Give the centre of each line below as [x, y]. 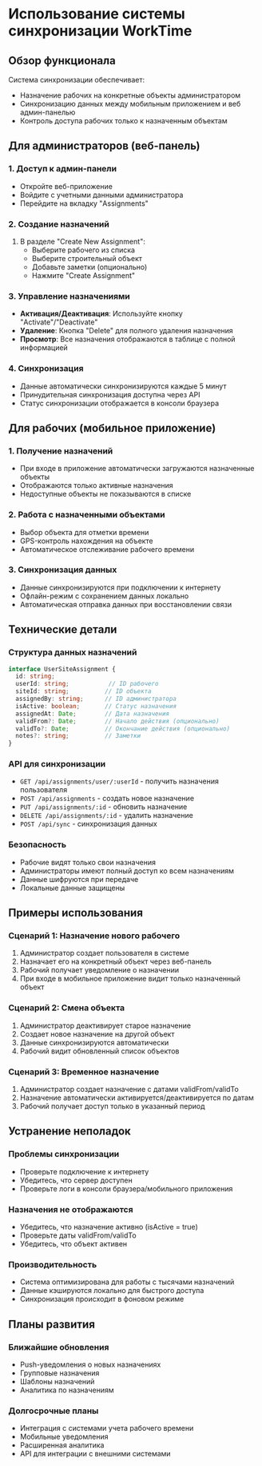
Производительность [53, 1264]
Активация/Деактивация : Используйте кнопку [101, 314]
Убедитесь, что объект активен [73, 1244]
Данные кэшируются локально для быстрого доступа [112, 1291]
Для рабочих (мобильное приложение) [112, 428]
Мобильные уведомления [64, 1437]
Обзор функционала [62, 60]
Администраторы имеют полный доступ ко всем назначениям [127, 871]
